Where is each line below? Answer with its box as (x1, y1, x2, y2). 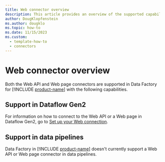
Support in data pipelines (5, 133, 84, 141)
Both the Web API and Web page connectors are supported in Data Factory (5, 81, 157, 87)
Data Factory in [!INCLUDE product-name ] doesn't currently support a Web (5, 146, 157, 152)
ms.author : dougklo (5, 21, 45, 26)
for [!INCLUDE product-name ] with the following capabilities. (5, 86, 128, 92)
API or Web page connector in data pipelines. (5, 151, 97, 157)
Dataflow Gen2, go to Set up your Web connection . (5, 119, 109, 125)
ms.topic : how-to (5, 26, 41, 30)
